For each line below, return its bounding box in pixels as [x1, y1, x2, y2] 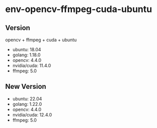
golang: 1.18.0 [12, 52, 41, 58]
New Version [5, 82, 46, 91]
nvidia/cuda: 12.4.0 [12, 111, 52, 117]
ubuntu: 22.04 [12, 95, 42, 101]
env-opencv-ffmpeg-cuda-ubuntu [5, 4, 152, 15]
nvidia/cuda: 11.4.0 [12, 63, 51, 68]
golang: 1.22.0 [12, 101, 42, 107]
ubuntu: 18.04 [12, 47, 41, 52]
